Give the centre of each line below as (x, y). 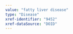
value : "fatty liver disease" (37, 10)
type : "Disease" (22, 14)
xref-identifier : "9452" (31, 19)
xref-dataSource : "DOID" (31, 24)
